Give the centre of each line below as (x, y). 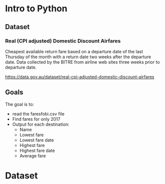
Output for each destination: (41, 124)
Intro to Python (36, 9)
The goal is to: (20, 104)
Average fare (33, 155)
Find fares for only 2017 (36, 119)
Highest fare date (37, 150)
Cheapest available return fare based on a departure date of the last (74, 51)
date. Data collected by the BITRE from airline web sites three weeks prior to (82, 62)
